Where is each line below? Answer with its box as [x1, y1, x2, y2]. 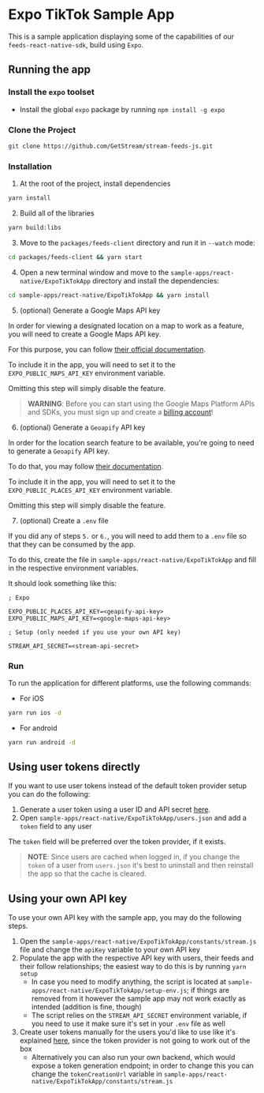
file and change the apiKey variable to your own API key [19, 945, 201, 955]
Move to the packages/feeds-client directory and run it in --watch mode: [19, 238, 255, 247]
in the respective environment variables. [8, 563, 139, 573]
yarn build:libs [8, 223, 61, 231]
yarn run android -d [8, 738, 76, 746]
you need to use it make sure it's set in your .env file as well [31, 1019, 226, 1028]
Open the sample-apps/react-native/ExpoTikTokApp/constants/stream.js [19, 937, 257, 946]
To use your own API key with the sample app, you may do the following [8, 913, 242, 922]
